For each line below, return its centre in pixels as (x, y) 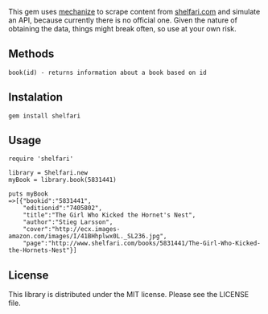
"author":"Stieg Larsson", (68, 222)
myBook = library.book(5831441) (62, 180)
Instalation (35, 97)
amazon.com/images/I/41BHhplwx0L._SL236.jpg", (88, 237)
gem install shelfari (45, 116)
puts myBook (28, 194)
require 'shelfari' (41, 159)
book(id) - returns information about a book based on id (107, 72)
